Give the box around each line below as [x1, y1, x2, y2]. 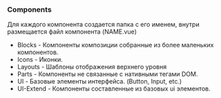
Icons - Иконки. [17, 56, 64, 64]
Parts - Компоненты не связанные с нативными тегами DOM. [17, 70, 198, 78]
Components [7, 5, 52, 14]
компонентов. [17, 48, 59, 56]
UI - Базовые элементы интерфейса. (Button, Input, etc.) [17, 77, 182, 86]
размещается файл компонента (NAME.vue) [7, 27, 137, 36]
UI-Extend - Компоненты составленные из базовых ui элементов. [17, 84, 211, 93]
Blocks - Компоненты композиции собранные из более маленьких [17, 41, 214, 49]
